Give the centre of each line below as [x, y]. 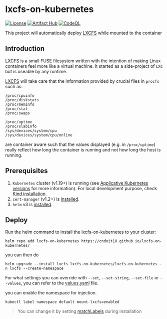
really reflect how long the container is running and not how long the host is [83, 149]
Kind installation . [29, 194]
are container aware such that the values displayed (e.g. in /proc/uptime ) [80, 144]
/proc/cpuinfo [20, 96]
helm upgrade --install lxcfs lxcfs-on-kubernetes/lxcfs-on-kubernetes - [84, 264]
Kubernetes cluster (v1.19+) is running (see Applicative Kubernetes [80, 183]
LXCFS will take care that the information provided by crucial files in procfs [82, 81]
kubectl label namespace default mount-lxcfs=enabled [62, 302]
